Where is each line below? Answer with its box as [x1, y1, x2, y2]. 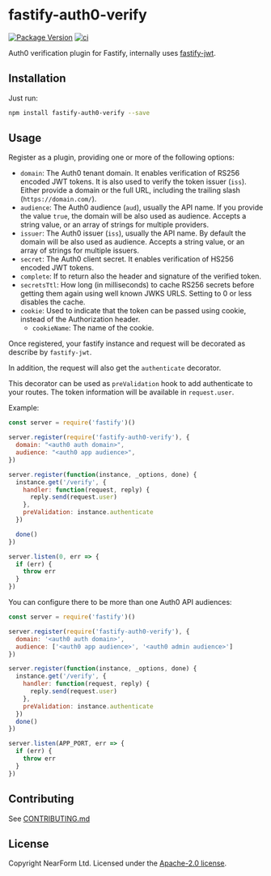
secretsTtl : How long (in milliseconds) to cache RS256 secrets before [19, 280, 255, 290]
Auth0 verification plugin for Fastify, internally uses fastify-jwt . [8, 48, 216, 57]
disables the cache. [19, 297, 86, 307]
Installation [8, 71, 66, 86]
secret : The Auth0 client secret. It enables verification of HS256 [19, 254, 235, 264]
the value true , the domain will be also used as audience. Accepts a [19, 211, 247, 221]
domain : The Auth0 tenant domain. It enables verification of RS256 [19, 168, 240, 178]
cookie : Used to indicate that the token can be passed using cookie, [19, 306, 247, 316]
